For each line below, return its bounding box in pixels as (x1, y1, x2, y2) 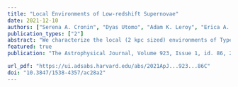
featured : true (7, 43, 52, 50)
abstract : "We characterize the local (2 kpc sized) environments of (7, 37, 217, 44)
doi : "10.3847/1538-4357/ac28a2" (7, 69, 106, 76)
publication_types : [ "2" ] (7, 30, 84, 37)
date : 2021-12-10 (7, 17, 59, 24)
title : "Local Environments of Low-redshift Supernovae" (7, 10, 179, 18)
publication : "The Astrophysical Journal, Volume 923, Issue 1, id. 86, (7, 50, 227, 57)
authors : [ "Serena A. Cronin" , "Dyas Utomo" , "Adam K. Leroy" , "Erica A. (7, 23, 230, 30)
